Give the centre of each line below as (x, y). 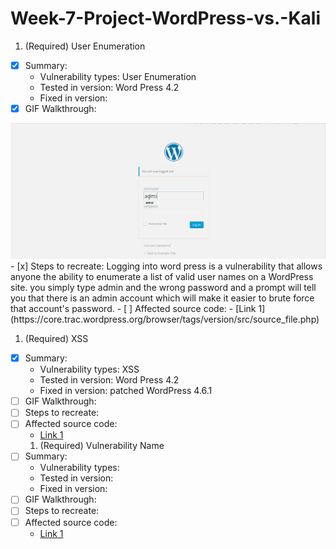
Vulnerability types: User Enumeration (118, 76)
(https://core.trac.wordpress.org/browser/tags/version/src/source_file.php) (165, 319)
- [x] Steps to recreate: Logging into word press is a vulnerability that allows (166, 266)
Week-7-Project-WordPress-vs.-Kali (166, 18)
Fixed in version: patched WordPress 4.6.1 (126, 391)
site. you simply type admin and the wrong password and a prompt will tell (163, 288)
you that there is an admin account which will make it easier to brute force (162, 298)
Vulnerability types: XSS (89, 369)
